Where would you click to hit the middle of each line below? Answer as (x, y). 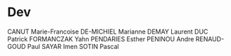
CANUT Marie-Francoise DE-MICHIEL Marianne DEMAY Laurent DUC (108, 31)
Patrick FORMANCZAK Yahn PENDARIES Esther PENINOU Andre (101, 38)
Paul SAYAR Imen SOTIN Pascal (73, 46)
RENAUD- (210, 38)
